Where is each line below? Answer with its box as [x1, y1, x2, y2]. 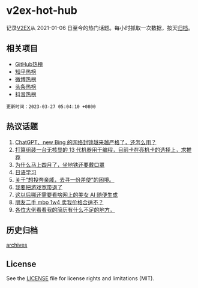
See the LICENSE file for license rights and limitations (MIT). [6, 275, 155, 282]
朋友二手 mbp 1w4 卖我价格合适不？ [14, 199, 104, 206]
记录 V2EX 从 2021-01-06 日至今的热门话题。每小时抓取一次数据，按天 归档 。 [6, 24, 194, 31]
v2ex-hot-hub [6, 4, 78, 17]
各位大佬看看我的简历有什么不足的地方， [14, 206, 115, 213]
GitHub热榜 [14, 61, 43, 68]
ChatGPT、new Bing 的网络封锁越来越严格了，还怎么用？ [14, 139, 157, 146]
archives [6, 241, 28, 249]
